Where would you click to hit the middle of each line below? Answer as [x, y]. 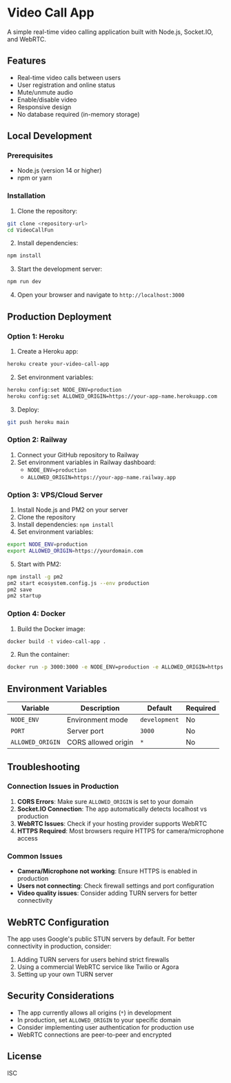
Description [100, 708]
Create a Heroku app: [48, 351]
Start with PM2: [39, 564]
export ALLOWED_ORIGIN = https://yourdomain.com [75, 550]
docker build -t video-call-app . [57, 641]
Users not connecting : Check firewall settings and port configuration [115, 886]
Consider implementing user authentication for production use [106, 1027]
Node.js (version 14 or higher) [59, 171]
